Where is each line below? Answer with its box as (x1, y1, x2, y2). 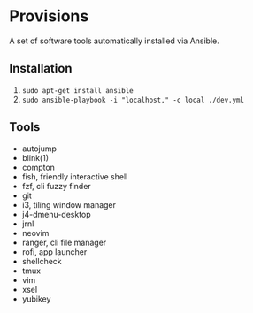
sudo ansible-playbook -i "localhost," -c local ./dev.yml (21, 95, 245, 104)
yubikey (21, 294, 51, 304)
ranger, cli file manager (21, 237, 107, 248)
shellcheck (21, 256, 62, 266)
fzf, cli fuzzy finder (21, 180, 91, 191)
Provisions (9, 6, 89, 27)
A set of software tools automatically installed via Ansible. (9, 35, 219, 46)
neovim (21, 227, 50, 238)
